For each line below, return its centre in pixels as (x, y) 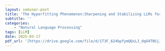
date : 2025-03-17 (23, 37)
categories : (17, 23)
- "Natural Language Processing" (48, 28)
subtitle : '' (18, 18)
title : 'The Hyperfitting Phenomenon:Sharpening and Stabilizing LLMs (79, 14)
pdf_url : (14, 41)
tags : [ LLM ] (17, 32)
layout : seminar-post (27, 9)
